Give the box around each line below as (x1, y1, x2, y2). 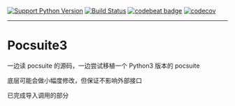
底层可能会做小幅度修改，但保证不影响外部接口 (7, 76, 142, 84)
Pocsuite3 (7, 38, 68, 54)
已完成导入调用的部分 (7, 91, 69, 99)
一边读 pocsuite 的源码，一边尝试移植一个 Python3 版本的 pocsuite (7, 61, 201, 70)
